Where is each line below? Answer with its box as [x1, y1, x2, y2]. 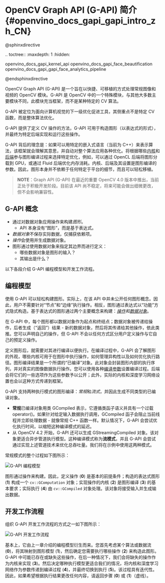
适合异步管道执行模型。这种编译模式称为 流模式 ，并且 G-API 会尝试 [21, 436, 156, 442]
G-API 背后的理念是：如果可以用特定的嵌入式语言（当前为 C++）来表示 [5, 141, 149, 147]
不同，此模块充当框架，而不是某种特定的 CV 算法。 [18, 98, 121, 104]
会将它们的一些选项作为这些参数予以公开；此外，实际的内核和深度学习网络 [5, 372, 156, 378]
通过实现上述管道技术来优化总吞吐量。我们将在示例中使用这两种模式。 [12, 442, 155, 447]
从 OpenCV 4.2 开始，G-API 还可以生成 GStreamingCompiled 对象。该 [12, 429, 155, 435]
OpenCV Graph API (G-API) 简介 [5, 4, 137, 16]
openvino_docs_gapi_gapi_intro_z [14, 15, 156, 27]
